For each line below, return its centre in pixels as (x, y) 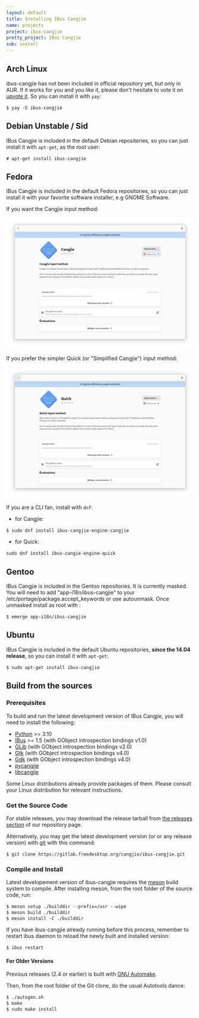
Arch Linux (27, 69)
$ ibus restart (25, 948)
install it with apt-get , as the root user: (53, 147)
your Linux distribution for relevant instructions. (64, 790)
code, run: (19, 895)
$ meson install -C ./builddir (45, 919)
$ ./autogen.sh (25, 998)
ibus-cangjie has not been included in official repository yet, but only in (94, 83)
